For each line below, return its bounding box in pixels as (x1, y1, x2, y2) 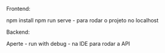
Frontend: (6, 5, 31, 12)
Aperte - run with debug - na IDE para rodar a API (6, 40, 130, 47)
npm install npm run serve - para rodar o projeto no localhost (6, 17, 159, 23)
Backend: (6, 28, 30, 36)
